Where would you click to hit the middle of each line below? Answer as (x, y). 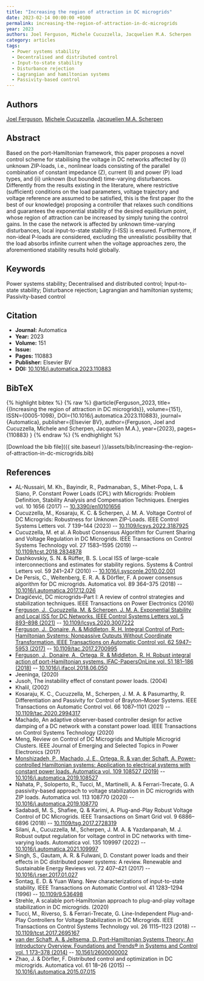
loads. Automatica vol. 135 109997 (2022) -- (91, 842)
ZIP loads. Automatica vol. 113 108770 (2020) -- (75, 797)
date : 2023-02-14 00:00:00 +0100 (49, 18)
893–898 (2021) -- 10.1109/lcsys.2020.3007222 (74, 623)
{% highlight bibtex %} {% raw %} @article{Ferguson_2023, (81, 403)
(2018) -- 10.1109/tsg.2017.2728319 (73, 823)
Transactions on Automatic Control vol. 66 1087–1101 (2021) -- (93, 707)
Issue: (23, 350)
